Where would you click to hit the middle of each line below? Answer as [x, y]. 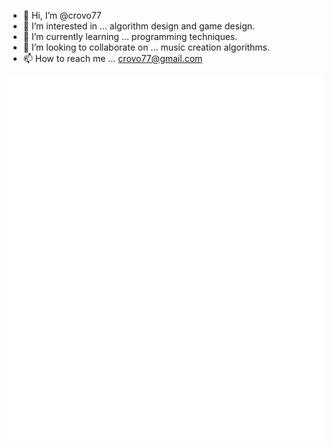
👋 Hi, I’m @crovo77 [62, 15]
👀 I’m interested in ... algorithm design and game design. [139, 26]
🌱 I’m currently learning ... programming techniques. [130, 36]
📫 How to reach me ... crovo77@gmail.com [112, 58]
